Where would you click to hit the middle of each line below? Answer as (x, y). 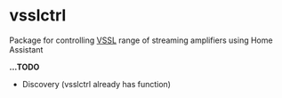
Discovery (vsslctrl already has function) (97, 84)
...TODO (24, 67)
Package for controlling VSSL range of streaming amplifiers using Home (141, 40)
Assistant (26, 49)
